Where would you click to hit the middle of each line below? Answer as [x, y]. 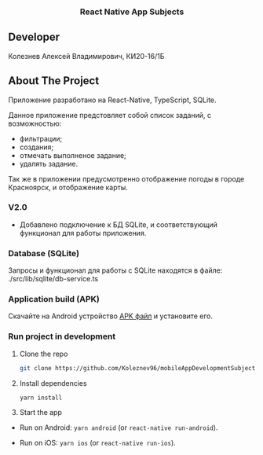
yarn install [41, 398]
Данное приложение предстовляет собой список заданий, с [110, 115]
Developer [34, 37]
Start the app [41, 413]
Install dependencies [53, 383]
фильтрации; [41, 138]
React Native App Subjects [132, 12]
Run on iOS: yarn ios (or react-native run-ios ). [98, 443]
